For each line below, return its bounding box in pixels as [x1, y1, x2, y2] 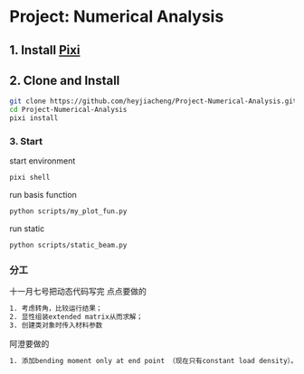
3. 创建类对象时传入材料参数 [9, 321, 103, 330]
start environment [9, 155, 76, 166]
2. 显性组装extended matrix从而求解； [9, 313, 143, 322]
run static [9, 223, 45, 234]
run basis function [9, 190, 77, 201]
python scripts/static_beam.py [9, 241, 128, 250]
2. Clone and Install [9, 72, 120, 88]
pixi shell [9, 173, 51, 182]
